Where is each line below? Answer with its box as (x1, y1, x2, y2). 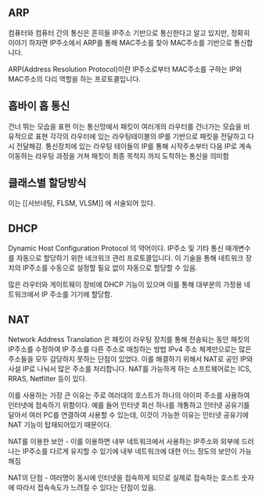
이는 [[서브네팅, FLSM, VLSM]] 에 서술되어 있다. (8, 199, 156, 208)
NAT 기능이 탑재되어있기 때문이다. (8, 420, 112, 430)
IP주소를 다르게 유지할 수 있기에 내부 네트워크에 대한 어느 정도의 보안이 (22, 446, 238, 456)
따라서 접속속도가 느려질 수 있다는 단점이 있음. (16, 483, 156, 493)
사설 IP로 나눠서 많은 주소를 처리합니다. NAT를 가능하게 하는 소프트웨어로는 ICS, (8, 364, 252, 373)
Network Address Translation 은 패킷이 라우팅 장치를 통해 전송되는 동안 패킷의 (8, 335, 250, 344)
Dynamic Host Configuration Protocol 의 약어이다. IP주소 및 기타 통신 (8, 243, 224, 253)
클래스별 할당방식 (8, 177, 87, 190)
